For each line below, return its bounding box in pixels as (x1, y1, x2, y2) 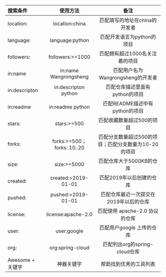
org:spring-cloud (49, 244, 90, 251)
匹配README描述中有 (103, 100, 154, 107)
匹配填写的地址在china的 (99, 17, 157, 24)
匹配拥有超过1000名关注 (99, 50, 157, 57)
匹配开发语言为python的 (100, 34, 157, 40)
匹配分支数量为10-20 (108, 141, 159, 148)
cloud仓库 (117, 248, 140, 255)
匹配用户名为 (113, 67, 143, 74)
